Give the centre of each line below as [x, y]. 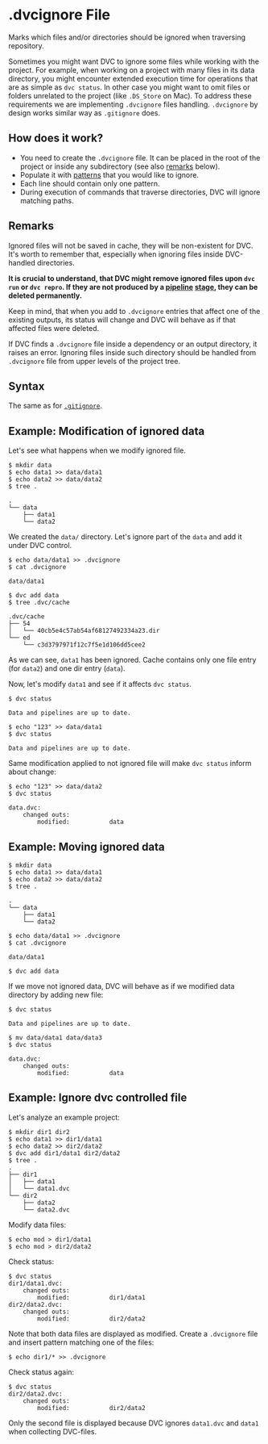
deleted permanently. [45, 295]
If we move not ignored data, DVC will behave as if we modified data [122, 986]
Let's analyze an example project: [64, 1117]
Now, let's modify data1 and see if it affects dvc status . [100, 684]
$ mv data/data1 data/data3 [56, 1038]
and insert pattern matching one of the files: [81, 1342]
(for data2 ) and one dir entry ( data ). [67, 668]
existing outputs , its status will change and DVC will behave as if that [122, 320]
